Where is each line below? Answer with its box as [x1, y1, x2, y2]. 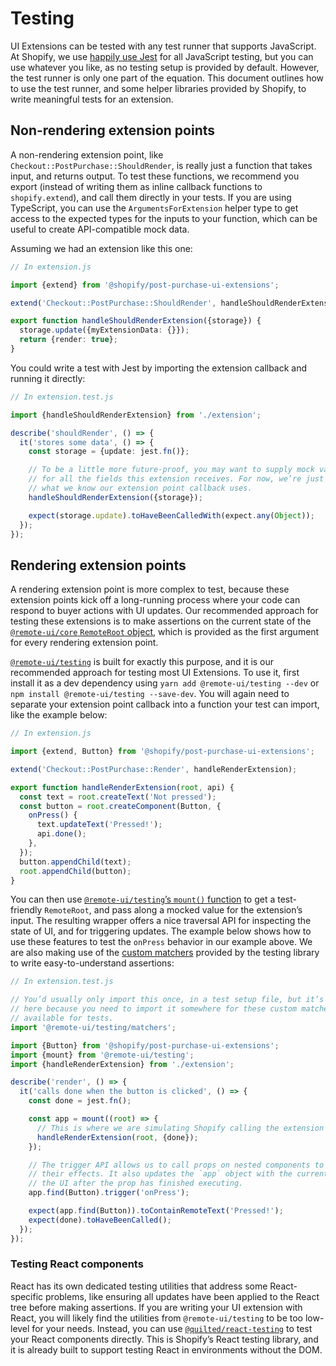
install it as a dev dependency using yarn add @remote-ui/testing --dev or [10, 677, 320, 689]
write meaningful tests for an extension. [10, 93, 174, 105]
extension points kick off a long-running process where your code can [10, 594, 301, 606]
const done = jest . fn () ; [28, 1096, 132, 1106]
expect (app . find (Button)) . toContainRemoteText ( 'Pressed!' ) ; [28, 1206, 284, 1216]
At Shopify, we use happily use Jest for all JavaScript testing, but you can [10, 50, 314, 62]
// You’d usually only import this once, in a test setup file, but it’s [10, 995, 325, 1005]
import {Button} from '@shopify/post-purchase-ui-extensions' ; [10, 1040, 280, 1051]
